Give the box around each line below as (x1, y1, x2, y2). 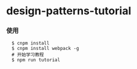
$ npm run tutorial (11, 57, 61, 63)
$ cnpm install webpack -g (11, 46, 79, 52)
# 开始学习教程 (11, 52, 44, 58)
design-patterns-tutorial (6, 4, 132, 18)
